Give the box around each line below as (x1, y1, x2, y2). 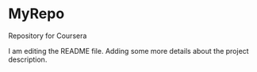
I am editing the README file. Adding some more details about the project (8, 46, 249, 55)
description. (8, 55, 48, 64)
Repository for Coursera (8, 31, 87, 40)
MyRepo (8, 5, 65, 23)
